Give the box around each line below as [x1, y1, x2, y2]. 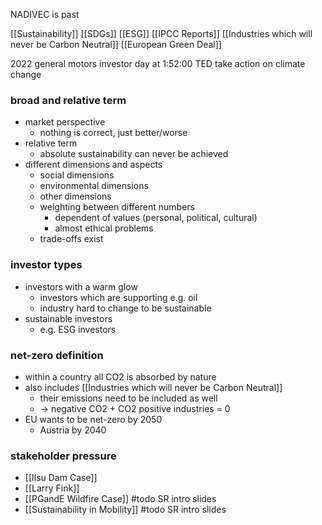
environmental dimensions [39, 180, 149, 192]
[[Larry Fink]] [24, 482, 80, 494]
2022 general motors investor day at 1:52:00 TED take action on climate [10, 58, 306, 69]
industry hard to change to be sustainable [39, 302, 212, 314]
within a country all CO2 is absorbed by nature [24, 370, 217, 383]
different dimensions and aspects [24, 159, 163, 171]
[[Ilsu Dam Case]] [24, 472, 98, 484]
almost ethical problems [54, 222, 154, 234]
